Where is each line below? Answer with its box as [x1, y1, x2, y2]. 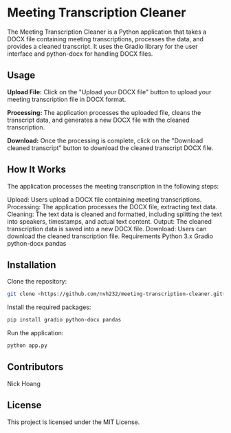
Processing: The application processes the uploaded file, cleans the [7, 108, 201, 116]
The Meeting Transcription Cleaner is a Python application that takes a [7, 28, 207, 36]
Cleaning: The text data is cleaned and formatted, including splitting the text [7, 210, 222, 218]
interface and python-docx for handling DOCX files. [7, 50, 153, 58]
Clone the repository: [7, 277, 67, 286]
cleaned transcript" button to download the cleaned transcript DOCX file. [7, 143, 214, 152]
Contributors [7, 361, 64, 373]
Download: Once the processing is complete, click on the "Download [7, 136, 203, 145]
